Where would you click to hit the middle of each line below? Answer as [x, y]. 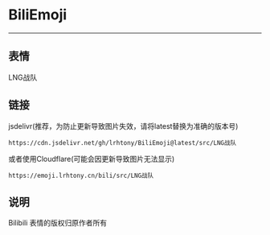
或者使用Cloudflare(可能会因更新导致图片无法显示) [92, 159]
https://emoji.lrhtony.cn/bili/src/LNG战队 [81, 175]
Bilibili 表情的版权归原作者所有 [58, 223]
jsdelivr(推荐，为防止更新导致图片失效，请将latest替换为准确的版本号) [123, 126]
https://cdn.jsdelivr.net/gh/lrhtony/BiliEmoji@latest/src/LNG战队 [123, 142]
